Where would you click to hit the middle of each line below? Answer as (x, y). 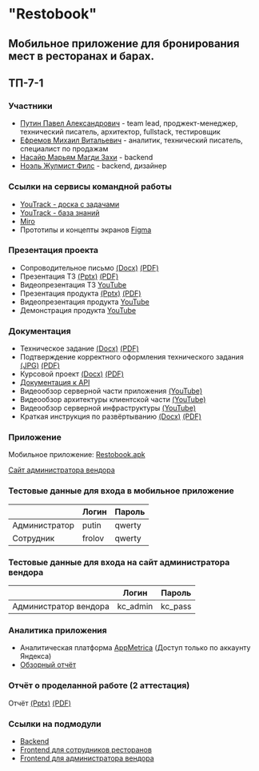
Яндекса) (36, 657)
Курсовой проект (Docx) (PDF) (72, 374)
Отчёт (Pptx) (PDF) (40, 703)
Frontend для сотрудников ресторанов (86, 749)
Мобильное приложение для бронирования (124, 44)
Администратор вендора (61, 607)
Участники (31, 106)
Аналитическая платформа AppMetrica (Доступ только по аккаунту (135, 648)
